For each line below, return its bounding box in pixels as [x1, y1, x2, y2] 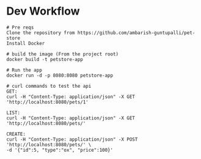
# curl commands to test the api [6, 83, 92, 89]
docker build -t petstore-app [6, 56, 84, 62]
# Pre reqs [6, 24, 34, 30]
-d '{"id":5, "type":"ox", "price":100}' [6, 147, 114, 153]
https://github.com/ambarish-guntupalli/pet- [77, 29, 196, 36]
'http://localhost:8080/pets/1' [6, 99, 89, 105]
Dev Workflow [6, 4, 81, 18]
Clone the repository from [6, 29, 75, 36]
